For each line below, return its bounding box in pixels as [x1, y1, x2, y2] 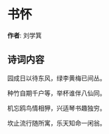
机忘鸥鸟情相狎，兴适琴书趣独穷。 [7, 104, 106, 112]
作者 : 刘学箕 [7, 31, 42, 39]
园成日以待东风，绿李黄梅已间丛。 [7, 73, 106, 82]
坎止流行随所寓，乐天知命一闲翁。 [7, 118, 106, 127]
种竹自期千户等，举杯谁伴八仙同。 [7, 89, 106, 97]
